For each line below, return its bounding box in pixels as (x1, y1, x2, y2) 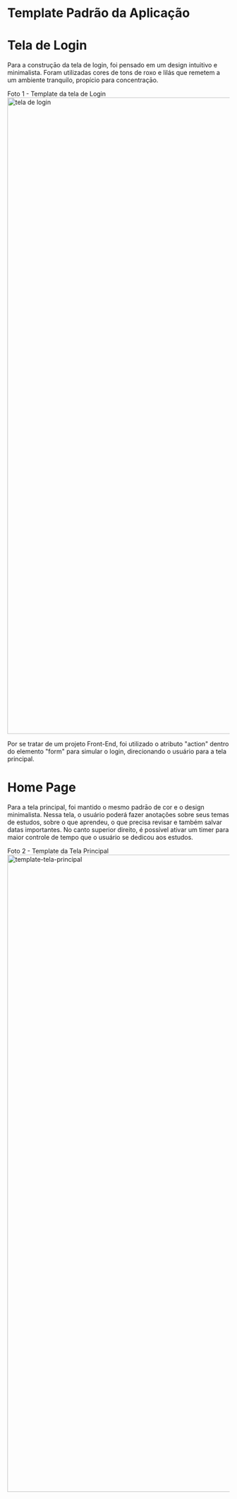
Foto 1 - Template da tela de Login (7, 90, 107, 98)
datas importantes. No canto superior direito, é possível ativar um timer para (7, 826, 229, 834)
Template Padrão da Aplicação (7, 5, 190, 21)
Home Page (7, 780, 76, 796)
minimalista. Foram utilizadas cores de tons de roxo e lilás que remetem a (7, 69, 221, 77)
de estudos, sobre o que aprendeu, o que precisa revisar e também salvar (7, 818, 222, 826)
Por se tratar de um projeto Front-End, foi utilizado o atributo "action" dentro (7, 740, 229, 748)
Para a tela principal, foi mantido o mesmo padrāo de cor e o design (7, 803, 205, 811)
